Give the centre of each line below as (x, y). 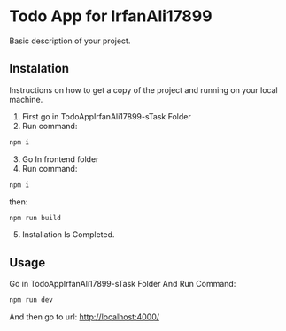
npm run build (35, 218)
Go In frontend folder (60, 159)
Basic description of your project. (70, 41)
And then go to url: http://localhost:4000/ (85, 317)
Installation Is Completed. (68, 235)
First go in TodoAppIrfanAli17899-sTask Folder (107, 116)
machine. (26, 99)
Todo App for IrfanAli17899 (111, 16)
